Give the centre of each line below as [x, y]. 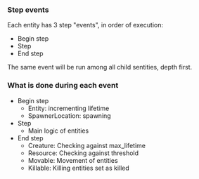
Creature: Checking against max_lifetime [87, 145]
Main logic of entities [58, 131]
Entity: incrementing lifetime [69, 108]
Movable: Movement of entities [73, 160]
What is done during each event [63, 86]
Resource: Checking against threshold [83, 153]
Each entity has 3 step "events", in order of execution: [85, 25]
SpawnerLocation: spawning [69, 115]
